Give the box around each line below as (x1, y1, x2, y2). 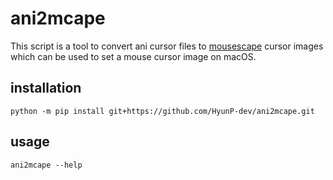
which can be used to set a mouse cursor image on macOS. (10, 50, 257, 62)
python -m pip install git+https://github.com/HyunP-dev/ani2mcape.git (10, 106, 315, 116)
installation (10, 80, 82, 97)
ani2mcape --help (10, 160, 83, 170)
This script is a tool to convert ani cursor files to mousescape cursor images (10, 40, 324, 52)
